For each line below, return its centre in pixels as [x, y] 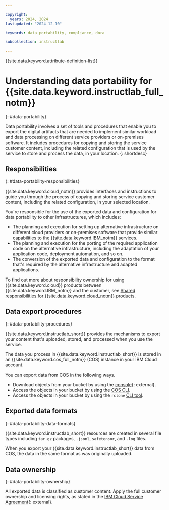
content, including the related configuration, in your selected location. [78, 202]
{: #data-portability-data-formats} [40, 423]
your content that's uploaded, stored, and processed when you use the [79, 339]
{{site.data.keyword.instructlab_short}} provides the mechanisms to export [83, 334]
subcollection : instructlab [35, 42]
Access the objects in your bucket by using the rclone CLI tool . [78, 395]
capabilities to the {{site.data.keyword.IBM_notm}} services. [75, 238]
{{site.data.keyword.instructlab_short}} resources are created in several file [83, 433]
